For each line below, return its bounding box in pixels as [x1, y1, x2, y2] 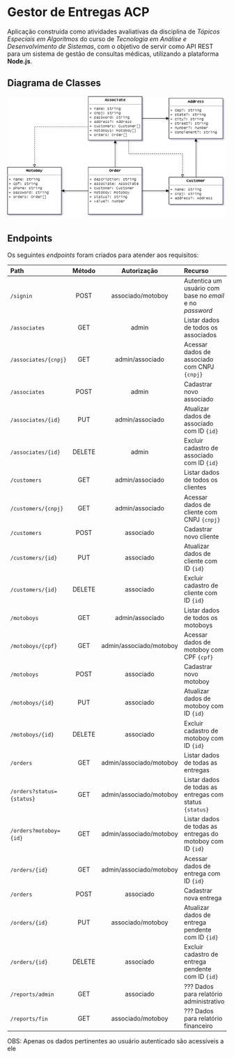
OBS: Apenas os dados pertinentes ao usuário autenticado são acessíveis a [7, 1037, 224, 1045]
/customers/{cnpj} [10, 506, 64, 513]
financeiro [184, 1021, 213, 1030]
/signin [10, 293, 33, 300]
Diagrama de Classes [7, 78, 102, 89]
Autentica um [184, 277, 223, 285]
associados [184, 331, 217, 339]
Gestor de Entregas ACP [7, 4, 150, 20]
